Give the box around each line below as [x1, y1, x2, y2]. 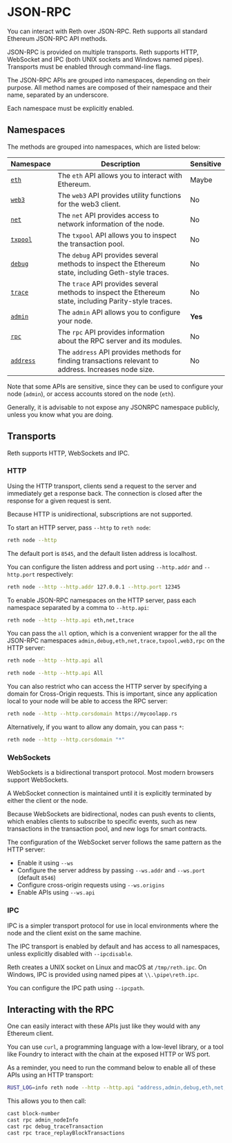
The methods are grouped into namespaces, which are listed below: [7, 143, 201, 151]
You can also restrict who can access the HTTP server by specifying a [7, 683, 207, 691]
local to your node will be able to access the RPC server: [7, 697, 168, 705]
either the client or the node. [7, 797, 88, 805]
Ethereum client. [7, 1029, 54, 1038]
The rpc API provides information [57, 327, 165, 336]
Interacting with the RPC [7, 1003, 115, 1015]
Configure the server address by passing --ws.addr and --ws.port [17, 866, 206, 874]
